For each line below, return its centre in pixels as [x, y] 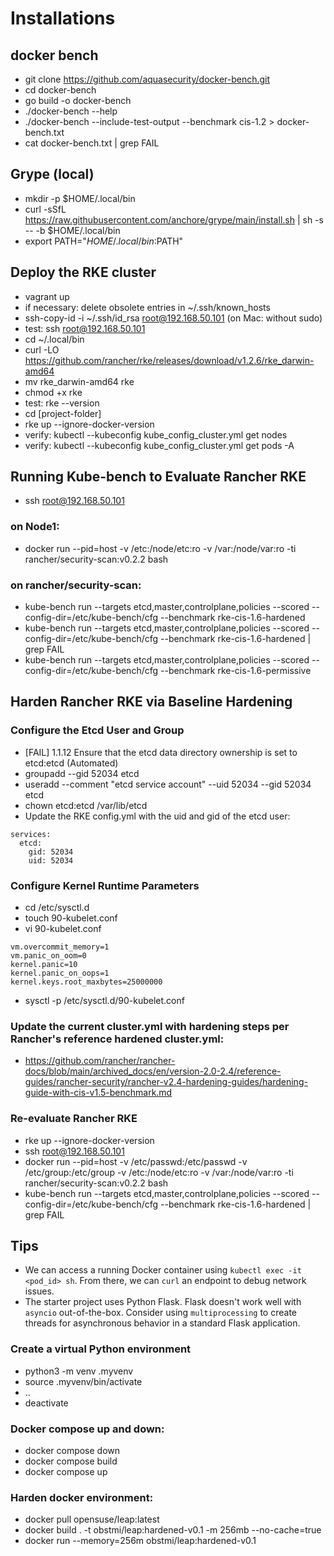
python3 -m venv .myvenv [79, 1371]
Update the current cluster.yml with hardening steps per [150, 1026]
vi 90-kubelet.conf [63, 929]
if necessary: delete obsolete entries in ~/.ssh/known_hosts [147, 307]
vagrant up [47, 296]
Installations [63, 18]
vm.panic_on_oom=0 [48, 956]
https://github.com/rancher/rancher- [100, 1061]
